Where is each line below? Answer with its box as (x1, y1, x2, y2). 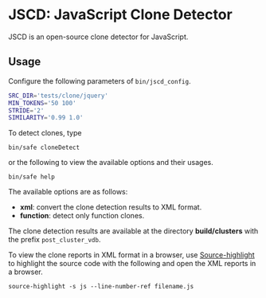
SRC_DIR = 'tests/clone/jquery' (8, 92, 109, 100)
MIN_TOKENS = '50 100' (8, 99, 77, 107)
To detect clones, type (8, 128, 82, 138)
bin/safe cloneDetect (8, 143, 80, 152)
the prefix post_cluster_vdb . (8, 235, 101, 245)
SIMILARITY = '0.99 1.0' (8, 114, 84, 122)
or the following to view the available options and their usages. (8, 158, 213, 167)
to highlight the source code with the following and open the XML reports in (8, 259, 256, 269)
